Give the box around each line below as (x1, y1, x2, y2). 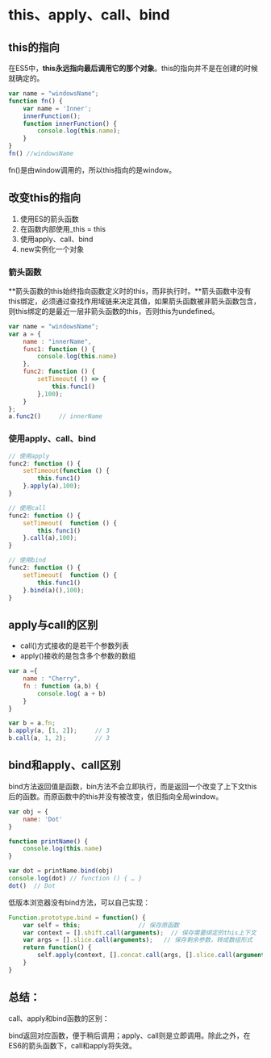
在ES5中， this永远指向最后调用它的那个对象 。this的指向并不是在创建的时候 (8, 64, 258, 73)
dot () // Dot (8, 881, 56, 890)
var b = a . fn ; (8, 719, 56, 727)
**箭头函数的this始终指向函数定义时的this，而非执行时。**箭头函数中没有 (8, 286, 252, 295)
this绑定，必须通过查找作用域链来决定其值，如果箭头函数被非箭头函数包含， (8, 296, 261, 306)
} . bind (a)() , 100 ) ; (23, 586, 85, 594)
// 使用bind (8, 556, 46, 564)
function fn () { (8, 97, 63, 105)
